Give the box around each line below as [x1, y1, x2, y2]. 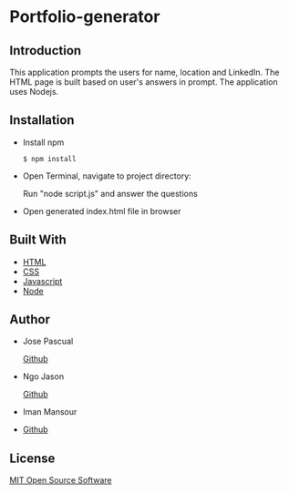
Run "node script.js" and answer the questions [22, 188, 198, 199]
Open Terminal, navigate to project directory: [22, 170, 191, 181]
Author [9, 312, 50, 327]
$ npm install [22, 154, 77, 163]
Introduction [9, 43, 82, 58]
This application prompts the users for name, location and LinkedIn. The [9, 67, 280, 77]
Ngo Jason [22, 371, 65, 382]
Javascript [22, 275, 63, 286]
